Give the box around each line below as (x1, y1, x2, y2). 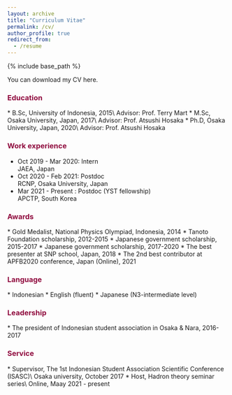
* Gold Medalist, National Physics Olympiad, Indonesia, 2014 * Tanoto (7, 227, 208, 236)
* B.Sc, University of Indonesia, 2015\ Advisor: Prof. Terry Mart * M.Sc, (7, 109, 211, 117)
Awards (7, 211, 34, 221)
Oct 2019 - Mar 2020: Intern (17, 157, 99, 165)
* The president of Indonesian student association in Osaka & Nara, (7, 324, 201, 332)
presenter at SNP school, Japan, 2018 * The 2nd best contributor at (7, 250, 203, 258)
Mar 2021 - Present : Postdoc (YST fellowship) (17, 187, 152, 195)
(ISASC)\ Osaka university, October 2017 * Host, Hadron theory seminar (7, 372, 215, 380)
